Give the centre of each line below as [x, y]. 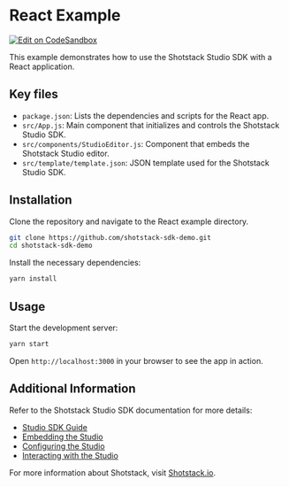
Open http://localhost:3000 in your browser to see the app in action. [136, 360]
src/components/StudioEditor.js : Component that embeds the [136, 143]
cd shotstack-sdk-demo [51, 246]
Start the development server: [64, 328]
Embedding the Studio [62, 437]
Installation [41, 200]
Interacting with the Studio [70, 455]
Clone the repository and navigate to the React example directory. [129, 221]
